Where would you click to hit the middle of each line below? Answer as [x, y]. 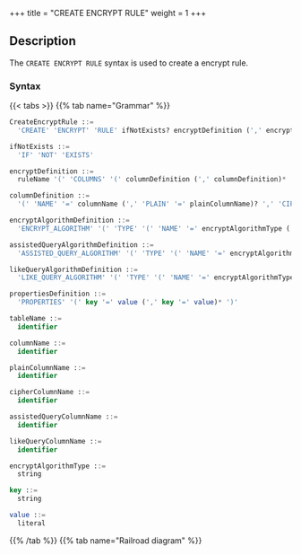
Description [43, 41]
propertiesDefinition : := [57, 294]
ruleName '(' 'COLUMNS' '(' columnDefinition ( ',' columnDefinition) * [152, 180]
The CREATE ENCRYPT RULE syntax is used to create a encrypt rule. [129, 63]
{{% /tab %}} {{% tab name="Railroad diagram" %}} [106, 540]
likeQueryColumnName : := [56, 441]
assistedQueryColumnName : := [64, 417]
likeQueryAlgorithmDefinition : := [74, 269]
